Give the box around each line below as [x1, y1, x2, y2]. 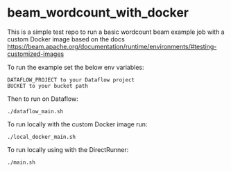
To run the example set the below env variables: [7, 63, 144, 71]
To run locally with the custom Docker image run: [7, 120, 148, 128]
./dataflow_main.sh [7, 108, 64, 115]
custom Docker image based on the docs [7, 35, 125, 43]
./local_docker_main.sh [7, 133, 76, 140]
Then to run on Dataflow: [7, 95, 78, 103]
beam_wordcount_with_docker [7, 5, 189, 21]
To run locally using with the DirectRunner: [7, 145, 129, 153]
